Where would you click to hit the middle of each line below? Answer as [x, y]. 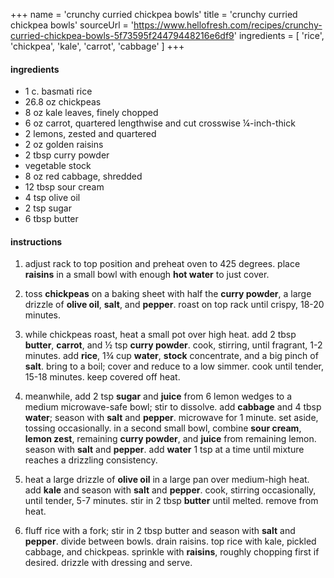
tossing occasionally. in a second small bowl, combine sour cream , [163, 428]
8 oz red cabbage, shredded [83, 176]
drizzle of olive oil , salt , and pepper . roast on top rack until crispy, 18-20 [174, 305]
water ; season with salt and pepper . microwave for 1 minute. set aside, [171, 418]
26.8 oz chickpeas [63, 102]
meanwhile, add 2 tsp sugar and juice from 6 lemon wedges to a [158, 396]
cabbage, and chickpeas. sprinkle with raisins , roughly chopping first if [172, 552]
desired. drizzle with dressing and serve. [108, 563]
